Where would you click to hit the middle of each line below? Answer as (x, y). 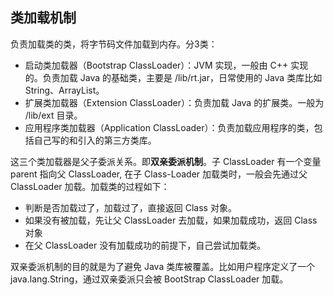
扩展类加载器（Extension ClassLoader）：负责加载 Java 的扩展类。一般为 (174, 102)
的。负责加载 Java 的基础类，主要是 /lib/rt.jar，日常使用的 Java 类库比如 (173, 77)
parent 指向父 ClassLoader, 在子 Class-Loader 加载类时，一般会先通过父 (159, 174)
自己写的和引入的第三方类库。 (95, 140)
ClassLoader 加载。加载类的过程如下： (90, 186)
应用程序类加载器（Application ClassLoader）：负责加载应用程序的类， (169, 127)
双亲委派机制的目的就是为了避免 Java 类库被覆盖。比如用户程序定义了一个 (163, 266)
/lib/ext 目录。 (53, 115)
